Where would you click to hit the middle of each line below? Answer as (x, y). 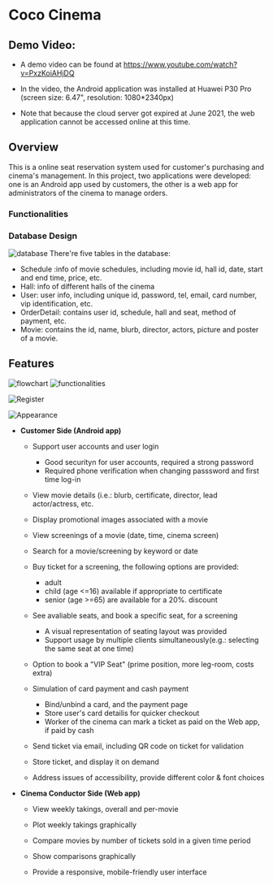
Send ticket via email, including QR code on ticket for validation (138, 746)
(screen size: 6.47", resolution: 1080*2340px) (97, 98)
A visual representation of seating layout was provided (136, 631)
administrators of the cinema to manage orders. (88, 193)
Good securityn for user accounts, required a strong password (149, 462)
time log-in (63, 479)
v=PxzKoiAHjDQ (47, 73)
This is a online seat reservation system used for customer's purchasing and (136, 167)
